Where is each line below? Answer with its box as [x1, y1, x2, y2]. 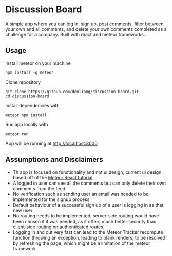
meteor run [5, 131, 29, 137]
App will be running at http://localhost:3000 [5, 140, 98, 147]
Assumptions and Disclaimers [5, 155, 104, 164]
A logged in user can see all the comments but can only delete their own [12, 180, 166, 186]
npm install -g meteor [5, 70, 54, 75]
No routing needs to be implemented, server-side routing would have [12, 212, 159, 219]
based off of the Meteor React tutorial [12, 174, 93, 180]
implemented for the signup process [12, 196, 90, 203]
